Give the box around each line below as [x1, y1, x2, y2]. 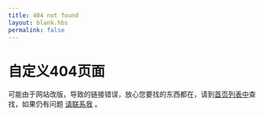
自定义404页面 [8, 62, 105, 80]
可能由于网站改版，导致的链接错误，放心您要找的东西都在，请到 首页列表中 [8, 89, 249, 99]
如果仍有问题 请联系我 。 [21, 100, 102, 109]
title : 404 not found [8, 11, 79, 20]
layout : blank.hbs [8, 19, 68, 27]
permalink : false [8, 26, 65, 34]
